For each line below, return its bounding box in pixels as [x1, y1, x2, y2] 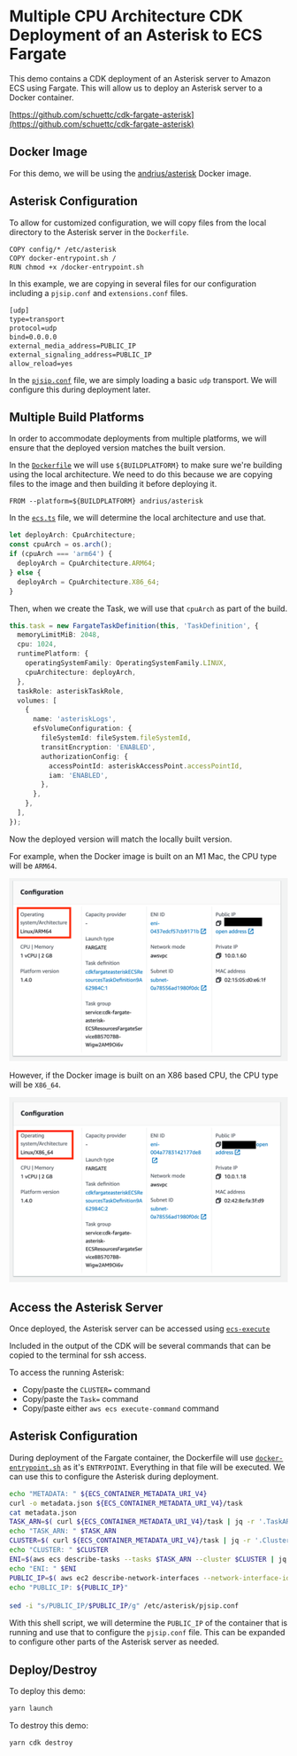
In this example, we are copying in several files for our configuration [9, 278, 256, 289]
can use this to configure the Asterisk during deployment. [9, 1470, 219, 1482]
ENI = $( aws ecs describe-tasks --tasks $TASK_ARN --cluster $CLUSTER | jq [9, 1555, 287, 1564]
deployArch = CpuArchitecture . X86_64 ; [17, 577, 161, 586]
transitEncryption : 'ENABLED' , [41, 742, 156, 751]
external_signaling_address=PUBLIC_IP [9, 350, 152, 359]
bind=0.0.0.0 [9, 333, 57, 341]
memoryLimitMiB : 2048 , [17, 631, 101, 639]
